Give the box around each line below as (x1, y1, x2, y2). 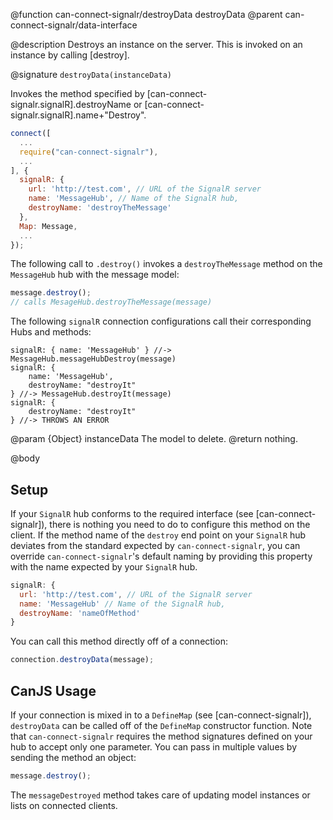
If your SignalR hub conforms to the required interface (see (10, 507, 254, 519)
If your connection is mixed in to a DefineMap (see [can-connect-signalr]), (10, 709, 312, 721)
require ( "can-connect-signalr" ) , (19, 147, 159, 157)
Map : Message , (19, 221, 78, 231)
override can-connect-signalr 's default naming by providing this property (10, 550, 313, 562)
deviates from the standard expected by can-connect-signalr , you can (10, 539, 301, 551)
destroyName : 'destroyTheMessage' (28, 203, 172, 213)
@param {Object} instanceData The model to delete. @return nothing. (10, 433, 298, 445)
